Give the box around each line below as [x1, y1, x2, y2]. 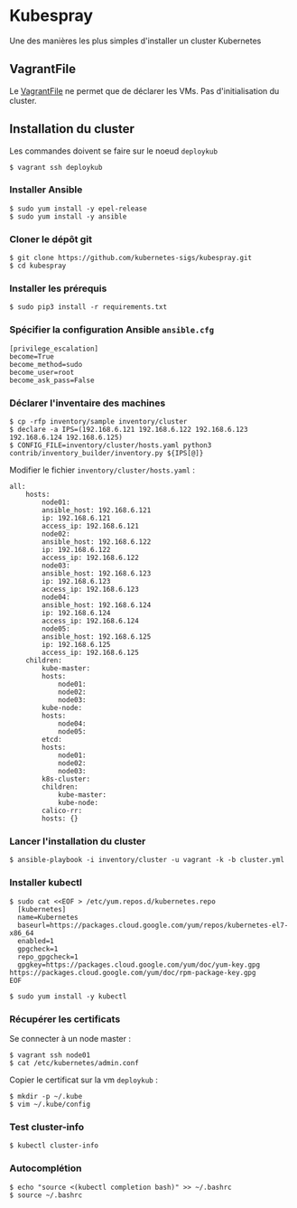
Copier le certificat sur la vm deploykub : [9, 1074, 158, 1085]
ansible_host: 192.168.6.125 [42, 632, 152, 641]
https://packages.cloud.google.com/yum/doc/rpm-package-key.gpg [9, 968, 256, 977]
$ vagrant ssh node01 [9, 1050, 91, 1060]
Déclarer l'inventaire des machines [9, 397, 166, 409]
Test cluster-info [9, 1120, 84, 1133]
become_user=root [9, 368, 75, 377]
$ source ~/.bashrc [9, 1190, 83, 1200]
